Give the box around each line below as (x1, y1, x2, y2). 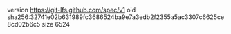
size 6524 (41, 20, 71, 28)
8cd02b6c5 (7, 20, 41, 28)
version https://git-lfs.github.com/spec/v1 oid (7, 6, 136, 14)
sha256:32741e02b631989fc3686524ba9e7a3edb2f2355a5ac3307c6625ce (7, 13, 225, 21)
